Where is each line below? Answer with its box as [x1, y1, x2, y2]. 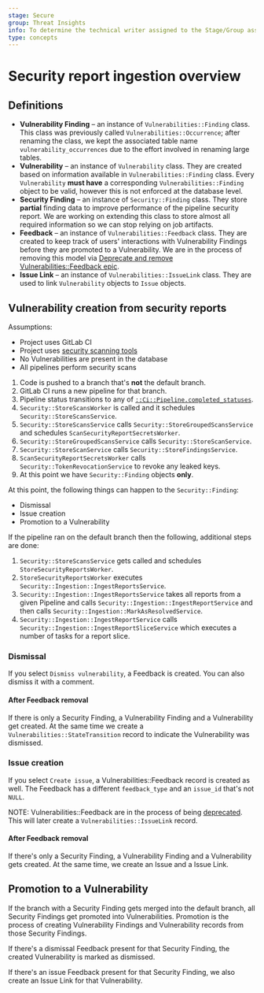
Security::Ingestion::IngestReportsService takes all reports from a [19, 590, 241, 599]
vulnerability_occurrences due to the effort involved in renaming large [19, 145, 250, 154]
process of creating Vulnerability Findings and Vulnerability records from [8, 920, 244, 929]
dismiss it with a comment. [8, 677, 95, 687]
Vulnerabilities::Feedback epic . [19, 261, 119, 272]
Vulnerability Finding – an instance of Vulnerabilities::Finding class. [19, 120, 250, 129]
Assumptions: [8, 322, 53, 332]
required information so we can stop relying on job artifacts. [19, 220, 214, 229]
